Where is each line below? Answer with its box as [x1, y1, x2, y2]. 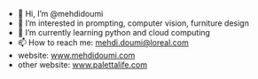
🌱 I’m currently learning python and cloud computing [17, 28, 211, 37]
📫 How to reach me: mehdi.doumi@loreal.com [17, 37, 189, 48]
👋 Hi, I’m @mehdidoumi [17, 9, 104, 19]
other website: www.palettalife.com [17, 59, 148, 70]
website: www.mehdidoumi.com [17, 50, 136, 60]
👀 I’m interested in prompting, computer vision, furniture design [17, 18, 250, 28]
